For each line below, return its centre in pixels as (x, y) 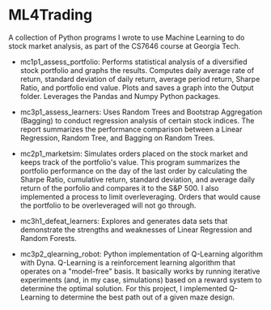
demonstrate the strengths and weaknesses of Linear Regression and (136, 230)
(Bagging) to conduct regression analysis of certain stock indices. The (137, 120)
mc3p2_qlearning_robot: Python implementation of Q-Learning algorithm (142, 254)
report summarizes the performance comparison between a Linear (131, 129)
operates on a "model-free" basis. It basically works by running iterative (140, 271)
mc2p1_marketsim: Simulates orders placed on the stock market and (134, 153)
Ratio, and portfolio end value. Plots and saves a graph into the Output (137, 88)
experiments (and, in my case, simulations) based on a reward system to (141, 280)
